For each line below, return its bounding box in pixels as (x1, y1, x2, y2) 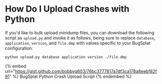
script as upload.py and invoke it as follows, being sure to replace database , (5, 35, 156, 41)
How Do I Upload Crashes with (5, 3, 130, 15)
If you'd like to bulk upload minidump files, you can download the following (5, 30, 155, 35)
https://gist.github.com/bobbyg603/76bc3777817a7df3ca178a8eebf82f (15, 68, 157, 74)
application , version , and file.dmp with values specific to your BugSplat (5, 40, 150, 46)
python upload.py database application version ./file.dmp (5, 54, 127, 59)
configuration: (5, 45, 33, 51)
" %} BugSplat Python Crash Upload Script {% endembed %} (9, 73, 132, 79)
